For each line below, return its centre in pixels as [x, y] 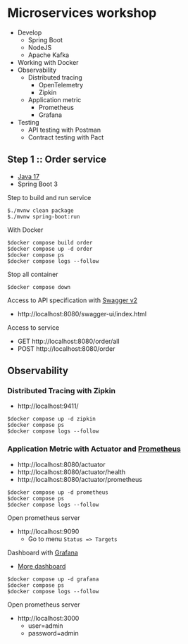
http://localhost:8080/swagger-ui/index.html [82, 314]
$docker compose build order [50, 242]
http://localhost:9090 [48, 531]
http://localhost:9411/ [48, 406]
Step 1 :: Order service [57, 160]
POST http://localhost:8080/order [66, 348]
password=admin [53, 633]
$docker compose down [39, 287]
